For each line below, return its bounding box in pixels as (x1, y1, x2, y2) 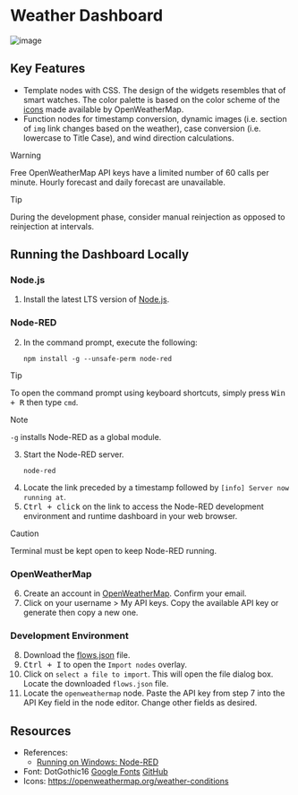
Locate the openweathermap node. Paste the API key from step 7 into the (22, 687, 285, 699)
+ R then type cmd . (10, 396, 79, 408)
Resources (10, 723, 72, 739)
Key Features (10, 61, 86, 76)
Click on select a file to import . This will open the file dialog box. (22, 669, 274, 679)
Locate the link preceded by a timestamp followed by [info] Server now (22, 481, 290, 493)
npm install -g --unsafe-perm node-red (22, 354, 173, 363)
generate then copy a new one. (22, 607, 139, 618)
